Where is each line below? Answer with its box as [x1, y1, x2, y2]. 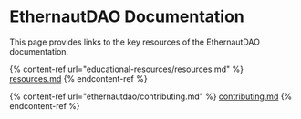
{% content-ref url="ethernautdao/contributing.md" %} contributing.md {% [9, 91, 293, 102]
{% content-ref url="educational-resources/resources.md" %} [9, 64, 244, 74]
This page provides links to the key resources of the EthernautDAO [9, 36, 260, 47]
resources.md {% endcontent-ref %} [9, 73, 148, 84]
